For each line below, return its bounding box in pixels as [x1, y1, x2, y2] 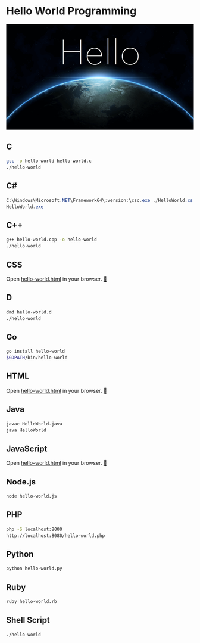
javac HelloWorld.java [6, 421, 62, 427]
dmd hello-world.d [6, 309, 52, 315]
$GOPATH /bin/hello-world [6, 355, 68, 361]
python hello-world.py [6, 566, 62, 571]
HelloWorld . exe [6, 204, 44, 210]
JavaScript [6, 443, 48, 453]
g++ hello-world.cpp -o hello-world [6, 237, 97, 243]
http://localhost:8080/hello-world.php [6, 532, 105, 539]
